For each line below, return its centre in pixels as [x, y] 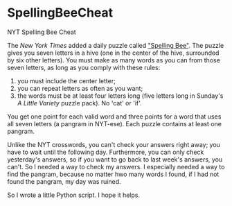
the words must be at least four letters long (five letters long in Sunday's [120, 96]
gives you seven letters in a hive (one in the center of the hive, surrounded [113, 53]
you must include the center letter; [66, 80]
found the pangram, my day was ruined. [64, 181]
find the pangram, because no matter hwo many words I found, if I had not [113, 174]
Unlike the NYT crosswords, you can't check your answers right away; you [114, 144]
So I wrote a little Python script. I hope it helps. [74, 195]
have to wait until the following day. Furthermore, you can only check [106, 152]
